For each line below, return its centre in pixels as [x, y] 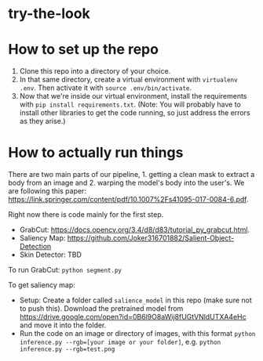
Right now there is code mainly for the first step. [86, 215]
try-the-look [49, 14]
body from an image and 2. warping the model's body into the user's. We [126, 183]
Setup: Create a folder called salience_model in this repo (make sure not [136, 300]
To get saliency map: [42, 285]
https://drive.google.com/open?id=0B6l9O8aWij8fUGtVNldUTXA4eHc [133, 317]
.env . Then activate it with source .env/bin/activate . [106, 88]
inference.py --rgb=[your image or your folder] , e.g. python [120, 342]
